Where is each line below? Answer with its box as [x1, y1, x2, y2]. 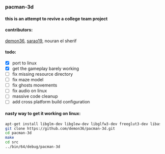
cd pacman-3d [5, 130, 32, 136]
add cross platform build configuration [12, 99, 90, 105]
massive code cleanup [12, 93, 58, 99]
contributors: [5, 27, 33, 33]
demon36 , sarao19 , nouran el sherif [5, 38, 77, 44]
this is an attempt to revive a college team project [5, 16, 108, 22]
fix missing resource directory [12, 71, 73, 77]
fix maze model [12, 77, 44, 83]
